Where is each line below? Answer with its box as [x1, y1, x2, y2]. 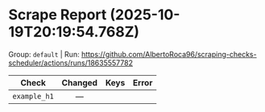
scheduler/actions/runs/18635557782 [8, 58, 133, 68]
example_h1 [12, 91, 54, 101]
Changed [61, 77, 98, 88]
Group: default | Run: [8, 49, 80, 59]
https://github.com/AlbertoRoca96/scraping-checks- [81, 49, 257, 59]
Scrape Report [8, 6, 107, 24]
